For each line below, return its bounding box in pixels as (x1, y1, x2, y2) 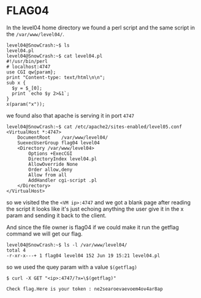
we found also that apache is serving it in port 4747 (6, 111, 135, 119)
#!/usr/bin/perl (6, 58, 48, 64)
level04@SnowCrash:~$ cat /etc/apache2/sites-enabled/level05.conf (6, 124, 183, 130)
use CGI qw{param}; (6, 69, 56, 75)
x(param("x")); (6, 101, 45, 107)
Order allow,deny (28, 166, 72, 173)
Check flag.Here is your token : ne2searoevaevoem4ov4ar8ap (6, 286, 164, 292)
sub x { (6, 80, 26, 86)
